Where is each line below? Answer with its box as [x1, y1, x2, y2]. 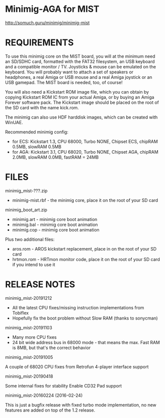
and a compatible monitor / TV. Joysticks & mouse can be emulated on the [5, 64, 156, 69]
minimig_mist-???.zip [5, 188, 48, 193]
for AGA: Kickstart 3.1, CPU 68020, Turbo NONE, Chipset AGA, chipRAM [12, 149, 159, 155]
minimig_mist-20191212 [5, 295, 52, 301]
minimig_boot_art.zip [5, 207, 48, 213]
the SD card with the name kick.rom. [5, 104, 79, 110]
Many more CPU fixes [12, 334, 57, 340]
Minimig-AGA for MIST [5, 3, 99, 15]
